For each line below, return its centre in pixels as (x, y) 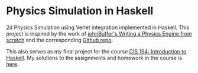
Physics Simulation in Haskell (80, 11)
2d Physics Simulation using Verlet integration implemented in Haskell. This (98, 27)
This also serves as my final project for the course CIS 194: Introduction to (96, 51)
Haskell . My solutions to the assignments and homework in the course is (94, 58)
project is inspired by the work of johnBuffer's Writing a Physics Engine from (99, 33)
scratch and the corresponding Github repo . (60, 40)
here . (12, 64)
